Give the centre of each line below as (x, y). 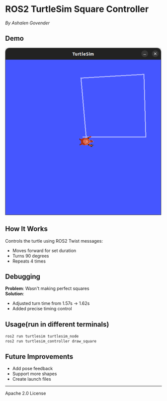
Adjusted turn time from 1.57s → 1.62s (51, 303)
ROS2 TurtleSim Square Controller (77, 9)
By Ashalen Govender (27, 23)
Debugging (23, 276)
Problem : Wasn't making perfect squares (47, 288)
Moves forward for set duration (44, 250)
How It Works (27, 229)
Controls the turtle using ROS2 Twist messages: (54, 241)
